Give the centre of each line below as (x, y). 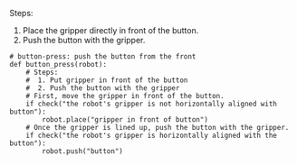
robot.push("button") (83, 151)
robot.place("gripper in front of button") (125, 120)
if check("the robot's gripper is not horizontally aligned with (152, 104)
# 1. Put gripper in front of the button (107, 80)
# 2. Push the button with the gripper (103, 88)
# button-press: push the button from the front (103, 57)
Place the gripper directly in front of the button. (110, 30)
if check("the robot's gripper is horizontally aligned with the (152, 135)
